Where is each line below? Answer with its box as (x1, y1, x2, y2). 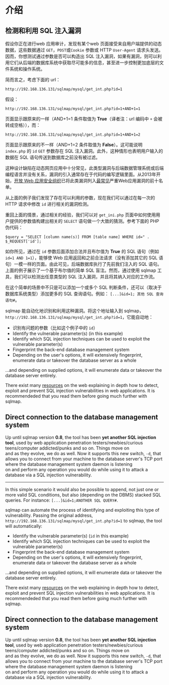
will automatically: (5, 523, 43, 529)
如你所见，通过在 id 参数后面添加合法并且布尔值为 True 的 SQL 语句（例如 (5, 249, 159, 254)
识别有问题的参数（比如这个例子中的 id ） (12, 325, 98, 331)
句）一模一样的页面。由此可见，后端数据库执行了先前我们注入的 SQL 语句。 (5, 261, 162, 267)
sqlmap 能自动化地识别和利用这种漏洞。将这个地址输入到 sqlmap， (5, 308, 144, 314)
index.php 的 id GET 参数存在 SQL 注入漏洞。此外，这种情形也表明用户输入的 (5, 148, 163, 154)
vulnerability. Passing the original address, (5, 512, 93, 518)
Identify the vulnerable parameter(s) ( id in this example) (12, 532, 129, 539)
